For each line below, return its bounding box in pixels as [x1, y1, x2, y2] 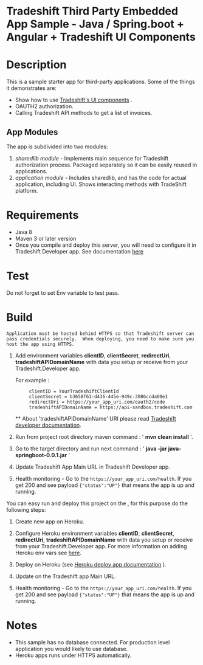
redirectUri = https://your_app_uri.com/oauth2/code [29, 399, 165, 405]
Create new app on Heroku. [15, 518, 84, 525]
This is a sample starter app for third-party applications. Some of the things [6, 78, 196, 86]
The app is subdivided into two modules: [6, 143, 108, 150]
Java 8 [15, 228, 32, 235]
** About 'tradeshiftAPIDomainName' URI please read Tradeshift [15, 415, 176, 422]
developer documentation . [15, 421, 81, 429]
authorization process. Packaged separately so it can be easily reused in [15, 161, 198, 168]
